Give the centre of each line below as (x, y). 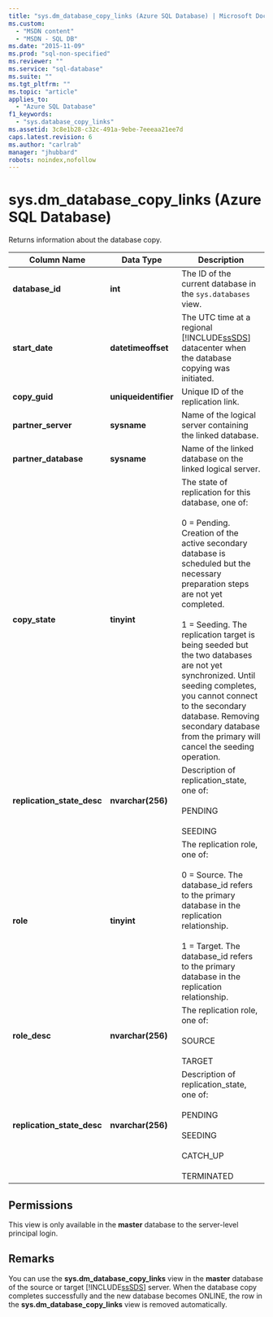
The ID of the (206, 273)
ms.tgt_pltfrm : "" (39, 84)
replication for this (216, 492)
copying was (206, 369)
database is (204, 553)
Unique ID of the (212, 392)
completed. (203, 605)
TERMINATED (208, 1176)
